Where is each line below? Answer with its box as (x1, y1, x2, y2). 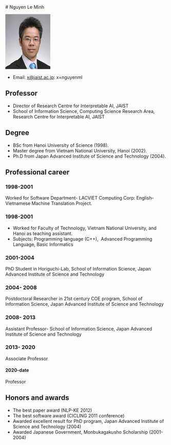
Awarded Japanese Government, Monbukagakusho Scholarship (12, 429, 148, 435)
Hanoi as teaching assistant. (12, 230, 73, 237)
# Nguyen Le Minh (5, 4, 45, 10)
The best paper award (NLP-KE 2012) (12, 407, 92, 413)
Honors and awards (5, 394, 69, 402)
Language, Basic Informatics (12, 241, 73, 247)
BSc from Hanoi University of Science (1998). (12, 142, 109, 148)
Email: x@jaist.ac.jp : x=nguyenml (12, 74, 83, 80)
